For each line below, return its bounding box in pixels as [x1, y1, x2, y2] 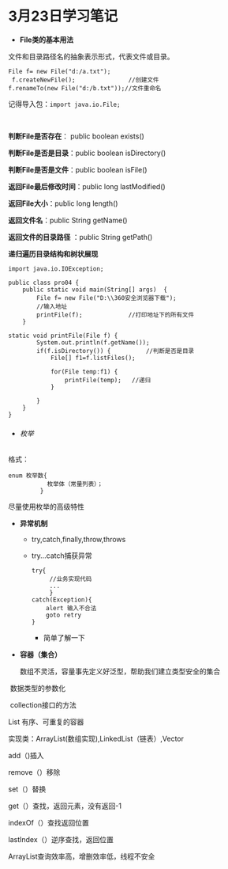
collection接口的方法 [9, 700, 77, 710]
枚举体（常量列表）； [47, 480, 103, 488]
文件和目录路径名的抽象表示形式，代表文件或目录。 [8, 51, 174, 61]
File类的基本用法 [19, 35, 73, 44]
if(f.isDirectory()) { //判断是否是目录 [36, 347, 195, 355]
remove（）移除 [8, 768, 61, 777]
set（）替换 [8, 784, 47, 794]
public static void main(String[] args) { [22, 286, 168, 294]
